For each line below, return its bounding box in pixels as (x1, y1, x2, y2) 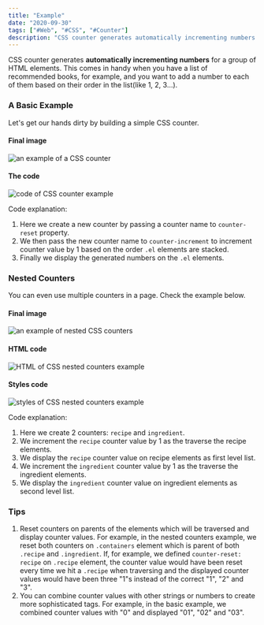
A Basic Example (8, 100, 73, 111)
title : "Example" (8, 11, 65, 20)
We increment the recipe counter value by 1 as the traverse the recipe (19, 436, 247, 445)
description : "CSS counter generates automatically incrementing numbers (8, 33, 256, 42)
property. (39, 228, 69, 237)
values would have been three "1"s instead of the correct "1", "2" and (19, 575, 244, 584)
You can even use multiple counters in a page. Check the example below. (8, 291, 246, 300)
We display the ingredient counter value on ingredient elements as (19, 478, 238, 487)
